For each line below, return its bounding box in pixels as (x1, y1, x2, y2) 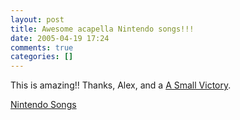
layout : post (10, 14, 65, 25)
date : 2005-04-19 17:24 (10, 33, 110, 43)
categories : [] (10, 52, 74, 62)
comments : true (10, 42, 74, 53)
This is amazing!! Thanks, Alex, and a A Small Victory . (10, 79, 232, 91)
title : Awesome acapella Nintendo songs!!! (10, 24, 195, 34)
